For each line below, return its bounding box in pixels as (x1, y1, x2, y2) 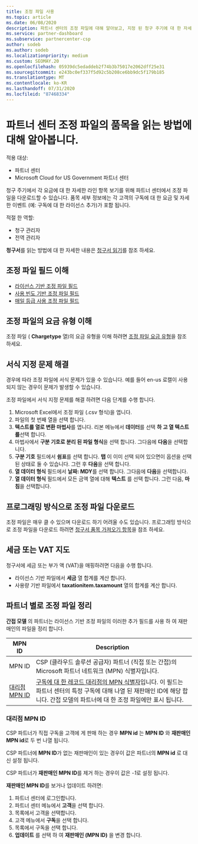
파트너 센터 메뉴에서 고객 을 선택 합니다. (14, 801, 105, 808)
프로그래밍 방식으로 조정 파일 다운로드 (6, 501, 135, 512)
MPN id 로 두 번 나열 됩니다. (6, 736, 70, 743)
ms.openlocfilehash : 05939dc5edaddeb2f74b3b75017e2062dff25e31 (6, 63, 165, 70)
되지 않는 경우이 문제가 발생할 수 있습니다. (6, 384, 102, 391)
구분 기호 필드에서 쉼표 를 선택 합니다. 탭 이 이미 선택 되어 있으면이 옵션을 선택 (14, 453, 192, 460)
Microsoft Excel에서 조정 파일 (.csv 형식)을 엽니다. (14, 409, 133, 416)
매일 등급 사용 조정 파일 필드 (14, 297, 80, 304)
